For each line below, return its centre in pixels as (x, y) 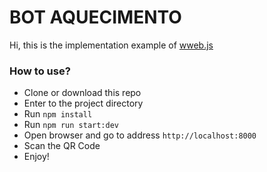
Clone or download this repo (82, 93)
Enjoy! (36, 157)
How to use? (40, 71)
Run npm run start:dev (71, 125)
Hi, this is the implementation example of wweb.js (111, 45)
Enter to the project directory (83, 103)
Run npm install (58, 114)
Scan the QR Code (62, 146)
